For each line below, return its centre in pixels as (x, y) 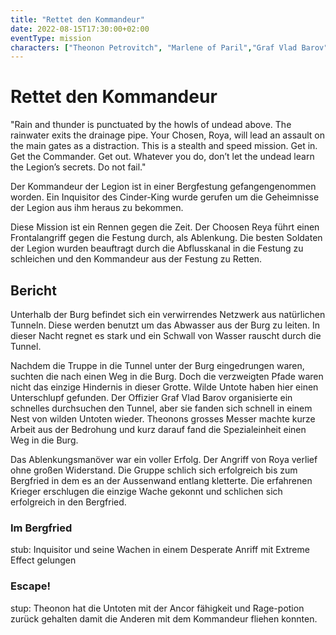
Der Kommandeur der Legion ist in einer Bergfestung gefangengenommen (163, 187)
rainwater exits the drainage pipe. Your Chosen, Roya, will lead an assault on (167, 135)
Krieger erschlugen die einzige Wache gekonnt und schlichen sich (146, 491)
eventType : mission (51, 38)
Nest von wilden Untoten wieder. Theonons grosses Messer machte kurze (163, 419)
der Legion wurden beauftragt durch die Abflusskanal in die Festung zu (157, 248)
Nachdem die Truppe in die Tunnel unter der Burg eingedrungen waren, (157, 365)
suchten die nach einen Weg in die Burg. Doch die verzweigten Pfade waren (167, 376)
